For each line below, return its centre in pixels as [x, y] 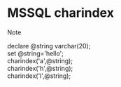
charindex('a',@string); [40, 60]
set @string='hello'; [36, 53]
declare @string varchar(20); [49, 46]
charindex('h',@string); [40, 68]
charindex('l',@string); [39, 76]
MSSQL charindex [60, 13]
